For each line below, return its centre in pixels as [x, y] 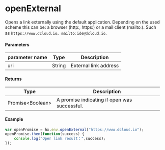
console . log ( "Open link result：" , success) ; [60, 139]
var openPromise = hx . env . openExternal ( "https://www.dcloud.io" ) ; [74, 129]
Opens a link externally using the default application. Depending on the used [82, 22]
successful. [70, 106]
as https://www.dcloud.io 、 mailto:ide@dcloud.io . [56, 33]
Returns [14, 79]
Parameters [17, 44]
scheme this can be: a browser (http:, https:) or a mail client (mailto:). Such [81, 27]
